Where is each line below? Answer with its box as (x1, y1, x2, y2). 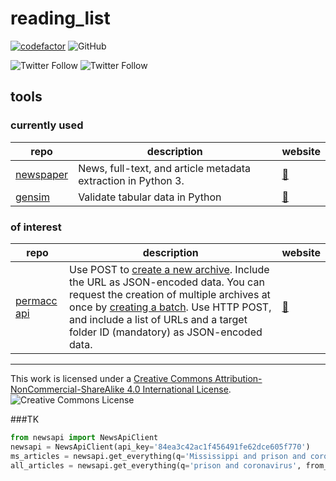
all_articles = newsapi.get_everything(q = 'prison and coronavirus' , (10, 460, 302, 471)
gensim (15, 190, 50, 204)
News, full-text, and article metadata (78, 161, 252, 175)
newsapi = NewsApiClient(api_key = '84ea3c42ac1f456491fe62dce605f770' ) (10, 442, 311, 452)
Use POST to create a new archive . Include (69, 262, 270, 276)
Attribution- (214, 372, 263, 384)
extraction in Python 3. (78, 173, 185, 187)
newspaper (15, 167, 69, 181)
